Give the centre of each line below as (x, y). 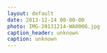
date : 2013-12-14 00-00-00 (46, 20)
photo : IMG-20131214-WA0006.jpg (53, 26)
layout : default (30, 13)
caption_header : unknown (43, 33)
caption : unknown (32, 39)
